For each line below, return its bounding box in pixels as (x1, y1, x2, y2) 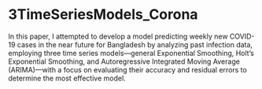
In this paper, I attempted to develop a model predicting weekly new (8, 32, 228, 41)
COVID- (229, 32, 255, 41)
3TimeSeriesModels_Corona (8, 6, 198, 24)
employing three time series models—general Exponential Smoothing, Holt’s (8, 48, 254, 57)
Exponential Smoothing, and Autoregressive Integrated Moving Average (8, 57, 240, 66)
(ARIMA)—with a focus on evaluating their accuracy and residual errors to (8, 65, 248, 74)
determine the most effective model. (8, 73, 126, 83)
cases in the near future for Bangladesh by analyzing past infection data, (17, 39, 253, 49)
